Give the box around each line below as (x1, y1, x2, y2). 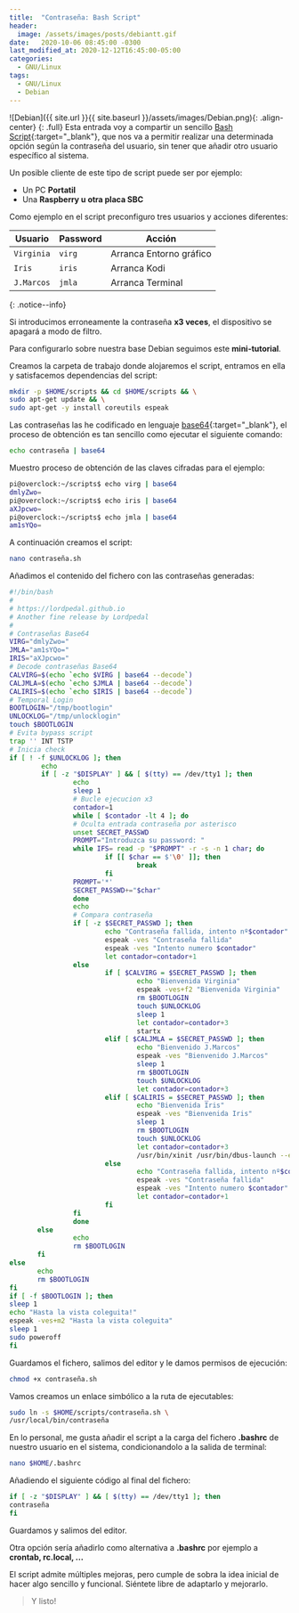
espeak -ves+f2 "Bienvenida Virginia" (136, 985, 280, 994)
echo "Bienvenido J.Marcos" (136, 1043, 241, 1052)
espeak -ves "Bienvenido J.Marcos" (136, 1052, 269, 1061)
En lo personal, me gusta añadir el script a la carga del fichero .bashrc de (9, 1432, 279, 1443)
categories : (9, 54, 53, 63)
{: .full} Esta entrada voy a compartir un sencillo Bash (38, 121, 233, 132)
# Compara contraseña (72, 910, 153, 920)
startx (136, 1026, 162, 1036)
